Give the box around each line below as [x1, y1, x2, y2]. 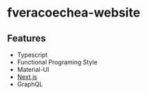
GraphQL [16, 80, 43, 88]
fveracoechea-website [7, 5, 141, 21]
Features [7, 32, 46, 44]
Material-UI [16, 66, 49, 73]
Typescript [16, 50, 48, 59]
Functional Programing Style [16, 58, 98, 66]
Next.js [16, 73, 38, 81]
